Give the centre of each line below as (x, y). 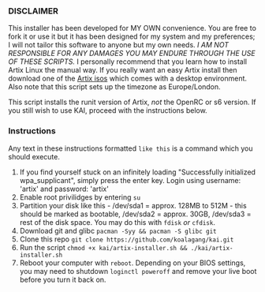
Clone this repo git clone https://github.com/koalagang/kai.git (127, 239)
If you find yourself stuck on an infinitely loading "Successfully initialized (138, 172)
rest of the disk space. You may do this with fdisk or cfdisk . (117, 222)
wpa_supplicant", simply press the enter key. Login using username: (130, 180)
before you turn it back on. (63, 279)
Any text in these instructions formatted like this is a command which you (131, 148)
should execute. (34, 156)
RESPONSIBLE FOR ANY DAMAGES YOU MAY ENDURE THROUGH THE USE (132, 54)
